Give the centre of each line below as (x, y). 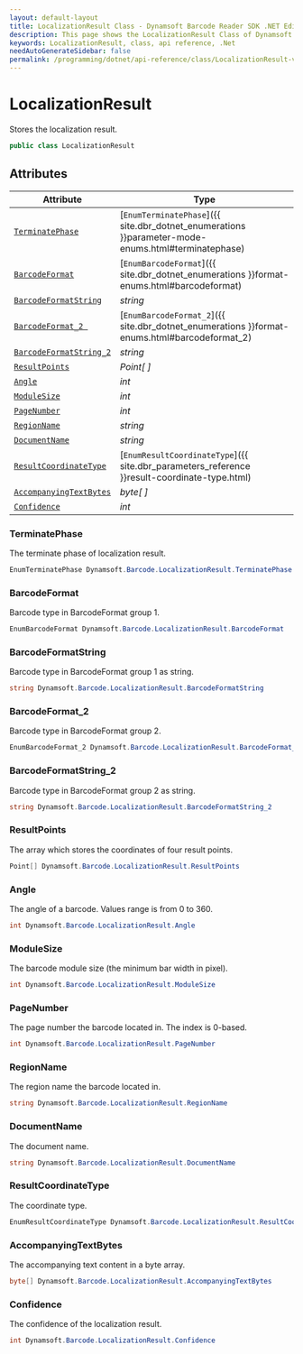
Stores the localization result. (64, 129)
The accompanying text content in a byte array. (97, 1265)
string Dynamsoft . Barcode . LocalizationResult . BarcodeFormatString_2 (141, 807)
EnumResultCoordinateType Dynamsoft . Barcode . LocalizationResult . (134, 1222)
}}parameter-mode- (163, 237)
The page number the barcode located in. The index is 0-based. (129, 1027)
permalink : (30, 60)
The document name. (49, 1146)
